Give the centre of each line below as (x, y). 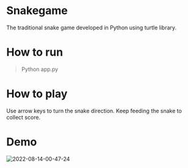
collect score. (23, 117)
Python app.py (40, 69)
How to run (35, 52)
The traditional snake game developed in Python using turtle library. (92, 27)
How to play (37, 94)
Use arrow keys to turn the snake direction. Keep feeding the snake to (94, 111)
